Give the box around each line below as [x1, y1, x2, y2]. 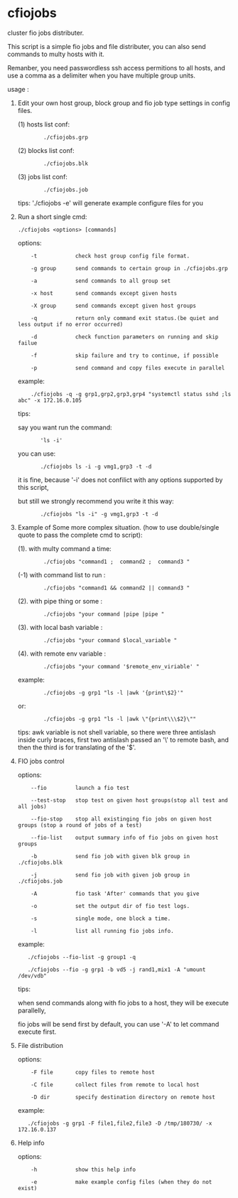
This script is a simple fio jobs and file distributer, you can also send [7, 42, 206, 50]
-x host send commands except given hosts [31, 289, 178, 296]
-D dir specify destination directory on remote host [31, 1093, 215, 1101]
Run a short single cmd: [17, 212, 87, 221]
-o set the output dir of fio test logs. [31, 902, 190, 909]
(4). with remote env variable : [17, 649, 107, 658]
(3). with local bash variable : [17, 623, 103, 631]
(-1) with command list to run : [17, 570, 106, 579]
